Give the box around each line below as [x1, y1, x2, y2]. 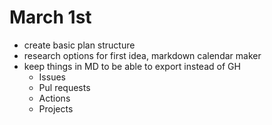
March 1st [9, 6, 92, 29]
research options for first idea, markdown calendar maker [23, 49, 262, 61]
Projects [38, 102, 74, 115]
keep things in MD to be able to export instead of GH [23, 60, 241, 72]
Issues [38, 71, 66, 83]
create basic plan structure [23, 39, 136, 51]
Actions [38, 92, 71, 104]
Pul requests [38, 81, 91, 93]
